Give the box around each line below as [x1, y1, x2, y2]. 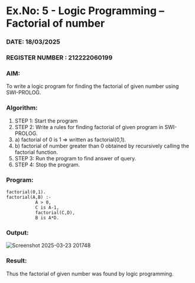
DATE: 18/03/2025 [6, 38, 60, 46]
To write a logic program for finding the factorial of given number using [6, 83, 179, 90]
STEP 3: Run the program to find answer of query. [14, 154, 136, 162]
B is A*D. [35, 215, 60, 221]
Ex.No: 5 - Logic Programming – [6, 4, 164, 18]
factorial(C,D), [35, 209, 76, 216]
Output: [6, 228, 29, 236]
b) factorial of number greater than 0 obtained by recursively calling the [14, 142, 189, 149]
